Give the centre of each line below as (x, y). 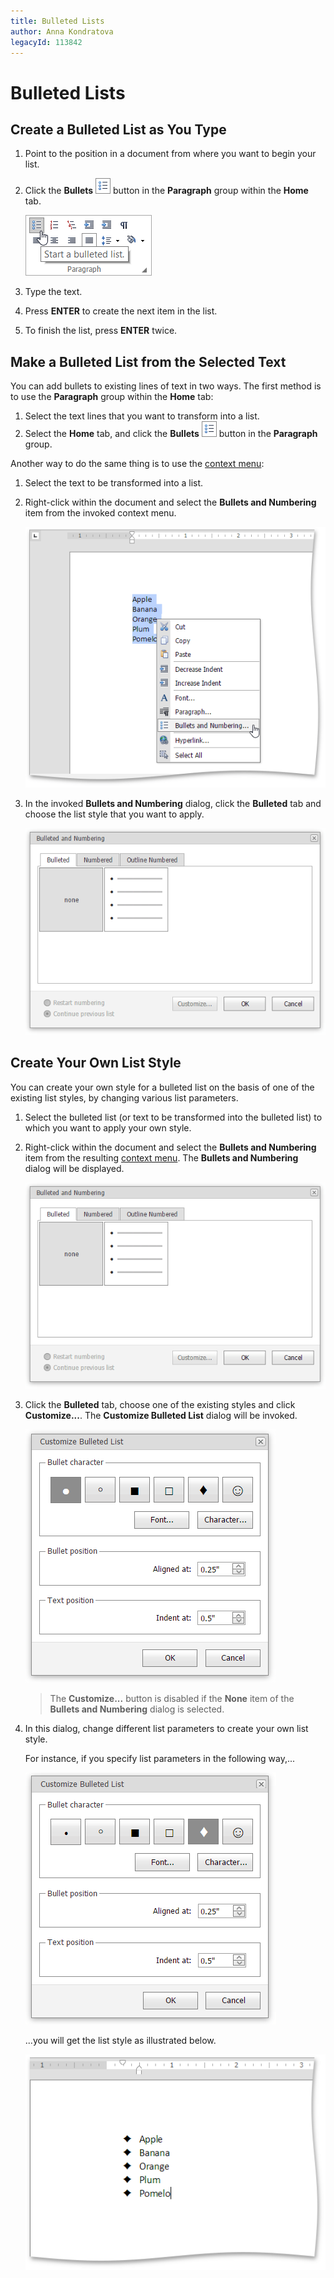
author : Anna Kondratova (62, 31)
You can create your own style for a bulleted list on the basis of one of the (162, 1087)
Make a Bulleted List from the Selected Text (148, 361)
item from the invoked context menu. (100, 513)
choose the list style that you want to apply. (114, 814)
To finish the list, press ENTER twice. (101, 331)
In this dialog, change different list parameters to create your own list (166, 1729)
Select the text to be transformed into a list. (114, 483)
